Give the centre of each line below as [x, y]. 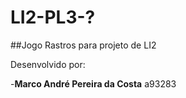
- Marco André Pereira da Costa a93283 [93, 83]
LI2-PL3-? [53, 17]
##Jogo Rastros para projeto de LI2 [83, 45]
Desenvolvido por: [48, 64]
